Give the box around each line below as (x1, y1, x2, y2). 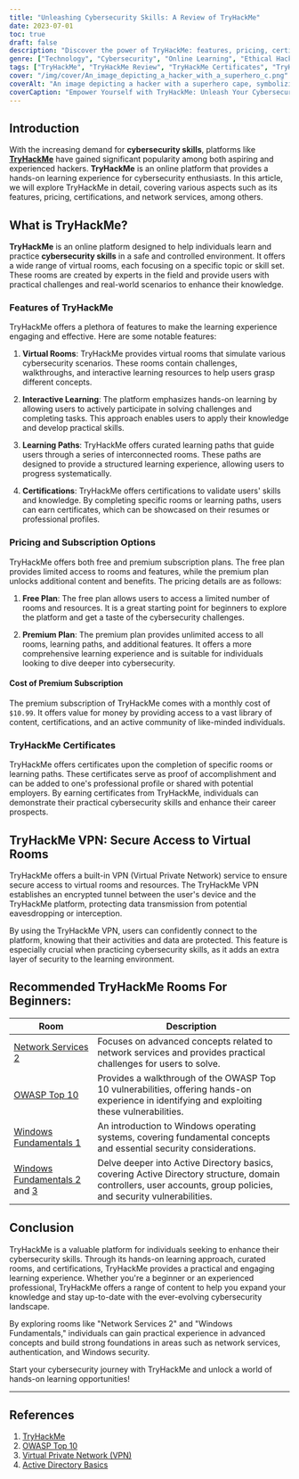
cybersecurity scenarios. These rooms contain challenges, (21, 358, 238, 368)
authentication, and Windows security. (9, 1346, 150, 1357)
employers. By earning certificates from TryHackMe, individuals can (9, 788, 259, 798)
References (9, 1408, 75, 1423)
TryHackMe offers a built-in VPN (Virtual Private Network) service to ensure (9, 871, 287, 881)
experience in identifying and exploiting (97, 1094, 263, 1106)
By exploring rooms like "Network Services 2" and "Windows (9, 1318, 233, 1329)
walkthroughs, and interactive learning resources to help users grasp (21, 368, 276, 378)
